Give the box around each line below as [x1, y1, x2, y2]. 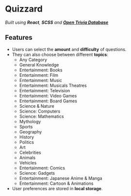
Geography [19, 129, 42, 134]
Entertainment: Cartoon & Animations [19, 180, 94, 186]
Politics [19, 139, 34, 145]
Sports [19, 124, 33, 130]
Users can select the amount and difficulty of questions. [12, 46, 127, 52]
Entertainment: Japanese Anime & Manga [19, 175, 103, 181]
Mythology [19, 118, 41, 124]
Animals [19, 154, 35, 161]
